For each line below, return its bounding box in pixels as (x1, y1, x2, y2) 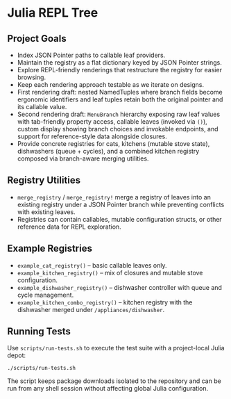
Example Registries (7, 243, 92, 254)
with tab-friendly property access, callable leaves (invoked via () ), (17, 117, 208, 126)
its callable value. (17, 103, 67, 111)
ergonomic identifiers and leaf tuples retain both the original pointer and (17, 95, 223, 104)
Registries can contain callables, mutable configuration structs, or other (17, 215, 222, 223)
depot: (7, 351, 26, 359)
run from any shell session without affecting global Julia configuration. (7, 384, 209, 393)
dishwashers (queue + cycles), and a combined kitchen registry (17, 147, 200, 155)
